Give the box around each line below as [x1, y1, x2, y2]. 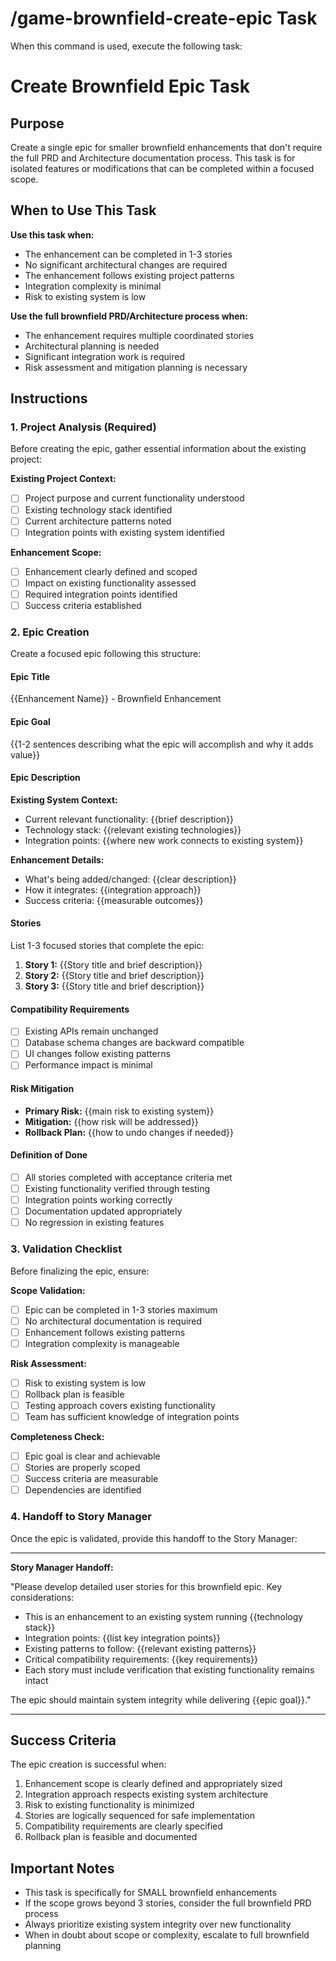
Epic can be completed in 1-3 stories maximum [24, 1303, 218, 1316]
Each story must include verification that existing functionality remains [24, 1663, 315, 1676]
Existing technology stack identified [24, 503, 173, 516]
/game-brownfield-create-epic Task [10, 7, 318, 30]
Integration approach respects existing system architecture [24, 1788, 269, 1801]
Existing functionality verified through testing [24, 1182, 211, 1194]
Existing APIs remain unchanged [24, 1025, 159, 1037]
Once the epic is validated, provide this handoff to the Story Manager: [10, 1532, 298, 1544]
